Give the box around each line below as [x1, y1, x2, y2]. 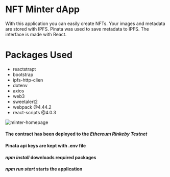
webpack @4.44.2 [12, 104, 52, 110]
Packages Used [5, 49, 73, 61]
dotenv [12, 82, 28, 88]
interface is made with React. [5, 31, 67, 37]
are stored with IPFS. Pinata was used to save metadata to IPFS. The [5, 26, 149, 32]
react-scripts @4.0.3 [12, 109, 56, 115]
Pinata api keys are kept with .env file [5, 143, 86, 149]
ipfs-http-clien [12, 77, 43, 83]
